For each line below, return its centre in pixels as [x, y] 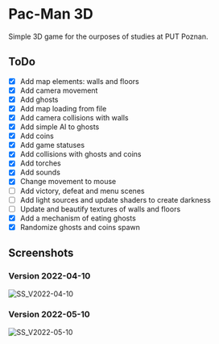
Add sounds [40, 172]
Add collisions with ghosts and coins [81, 154]
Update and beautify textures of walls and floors [100, 209]
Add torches [41, 163]
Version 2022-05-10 [49, 314]
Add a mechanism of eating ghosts [78, 218]
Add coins [37, 136]
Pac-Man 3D [51, 14]
